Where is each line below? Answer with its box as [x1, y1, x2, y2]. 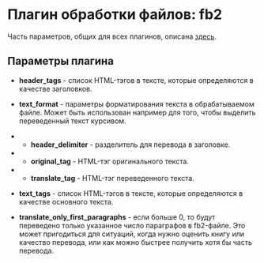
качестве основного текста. [18, 197, 114, 206]
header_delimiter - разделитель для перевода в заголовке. [30, 140, 231, 149]
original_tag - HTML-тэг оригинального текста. [30, 156, 189, 166]
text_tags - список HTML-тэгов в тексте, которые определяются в [18, 188, 243, 198]
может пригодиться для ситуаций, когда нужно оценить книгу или [18, 229, 245, 239]
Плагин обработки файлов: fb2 [7, 6, 223, 24]
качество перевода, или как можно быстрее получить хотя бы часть [18, 237, 253, 246]
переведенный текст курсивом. [18, 116, 127, 126]
